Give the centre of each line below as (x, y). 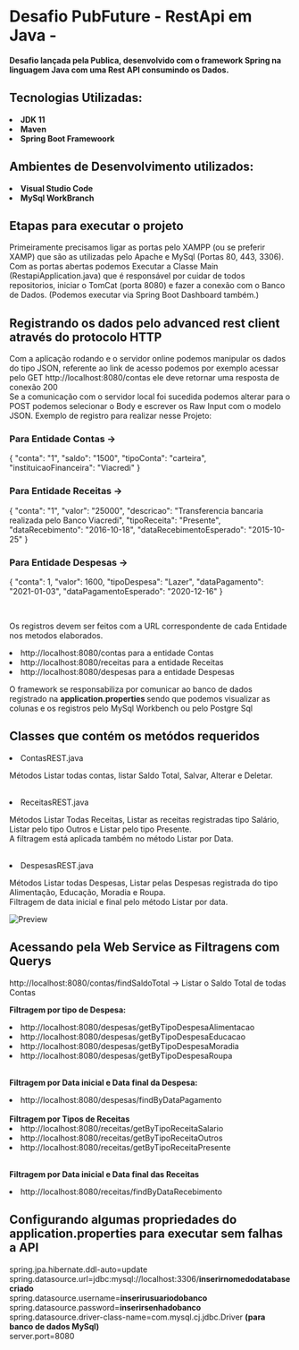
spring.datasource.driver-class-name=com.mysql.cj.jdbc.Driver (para (137, 1317)
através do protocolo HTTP (86, 337)
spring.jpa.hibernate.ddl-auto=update (79, 1269)
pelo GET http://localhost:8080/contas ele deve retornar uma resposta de (144, 378)
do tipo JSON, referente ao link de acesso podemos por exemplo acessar (144, 368)
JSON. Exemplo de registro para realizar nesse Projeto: (111, 416)
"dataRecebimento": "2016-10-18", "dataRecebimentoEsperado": (128, 529)
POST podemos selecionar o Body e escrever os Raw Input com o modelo (145, 406)
